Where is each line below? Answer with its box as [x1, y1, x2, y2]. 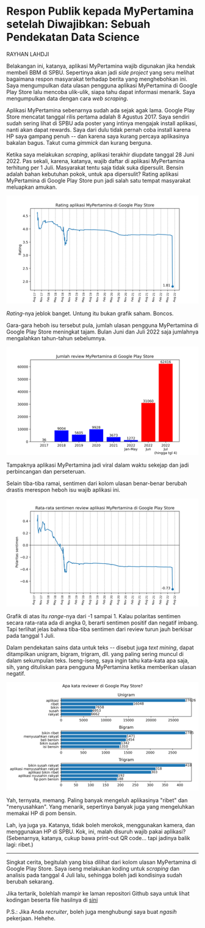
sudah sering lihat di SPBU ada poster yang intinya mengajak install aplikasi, [6, 119, 198, 126]
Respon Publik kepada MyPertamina [6, 4, 194, 18]
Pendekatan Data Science [6, 31, 140, 44]
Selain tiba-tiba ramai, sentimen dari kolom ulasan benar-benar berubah [6, 480, 187, 487]
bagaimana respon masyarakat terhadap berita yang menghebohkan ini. [6, 75, 188, 82]
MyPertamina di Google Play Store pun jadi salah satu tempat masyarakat [6, 177, 191, 184]
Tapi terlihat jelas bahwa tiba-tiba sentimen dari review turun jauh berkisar [6, 626, 193, 633]
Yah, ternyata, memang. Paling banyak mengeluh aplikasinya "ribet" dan [6, 796, 188, 804]
